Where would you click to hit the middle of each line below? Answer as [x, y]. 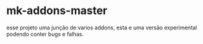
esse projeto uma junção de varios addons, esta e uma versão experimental [102, 28]
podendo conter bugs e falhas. [45, 34]
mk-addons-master [57, 11]
